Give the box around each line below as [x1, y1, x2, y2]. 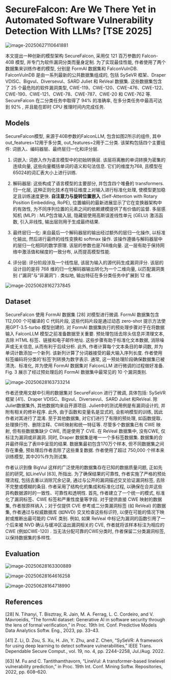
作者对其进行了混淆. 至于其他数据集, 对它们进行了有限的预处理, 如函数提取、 [5, 415, 165, 421]
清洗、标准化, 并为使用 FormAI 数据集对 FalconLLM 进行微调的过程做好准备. [5, 362, 164, 369]
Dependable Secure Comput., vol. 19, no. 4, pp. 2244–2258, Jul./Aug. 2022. [5, 648, 165, 654]
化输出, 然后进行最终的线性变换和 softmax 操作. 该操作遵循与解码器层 [12, 236, 158, 242]
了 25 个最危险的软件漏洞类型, [5, 84, 68, 90]
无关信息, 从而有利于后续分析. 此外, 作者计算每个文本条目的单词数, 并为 [14, 343, 163, 349]
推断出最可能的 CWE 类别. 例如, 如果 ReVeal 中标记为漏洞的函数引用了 [14, 515, 161, 521]
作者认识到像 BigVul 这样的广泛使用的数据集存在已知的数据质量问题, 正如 [5, 464, 158, 470]
